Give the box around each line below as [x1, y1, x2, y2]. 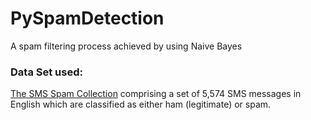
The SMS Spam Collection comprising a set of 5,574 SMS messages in [10, 88, 302, 100]
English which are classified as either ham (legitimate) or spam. [10, 98, 272, 111]
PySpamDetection [10, 7, 165, 30]
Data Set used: [10, 65, 83, 79]
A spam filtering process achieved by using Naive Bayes [10, 40, 243, 52]
